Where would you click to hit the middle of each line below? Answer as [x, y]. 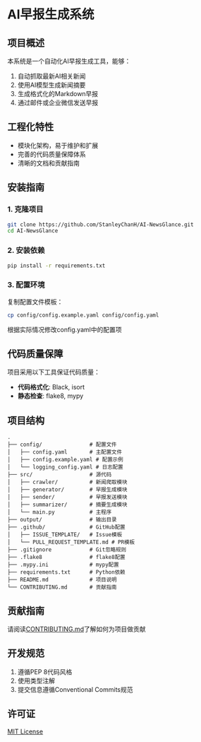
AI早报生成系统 [51, 14]
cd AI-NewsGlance [33, 231]
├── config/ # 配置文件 [62, 445]
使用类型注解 [36, 681]
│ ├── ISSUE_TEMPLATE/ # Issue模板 [65, 535]
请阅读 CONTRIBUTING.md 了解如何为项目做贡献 [77, 629]
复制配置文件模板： [35, 302]
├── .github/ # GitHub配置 [66, 527]
